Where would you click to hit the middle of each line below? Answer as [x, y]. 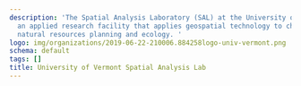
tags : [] [26, 59]
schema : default [39, 51]
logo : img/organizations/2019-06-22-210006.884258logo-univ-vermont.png [148, 43]
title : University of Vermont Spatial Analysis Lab [107, 68]
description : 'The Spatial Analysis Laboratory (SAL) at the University [148, 17]
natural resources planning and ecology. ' [99, 34]
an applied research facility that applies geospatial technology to [150, 26]
